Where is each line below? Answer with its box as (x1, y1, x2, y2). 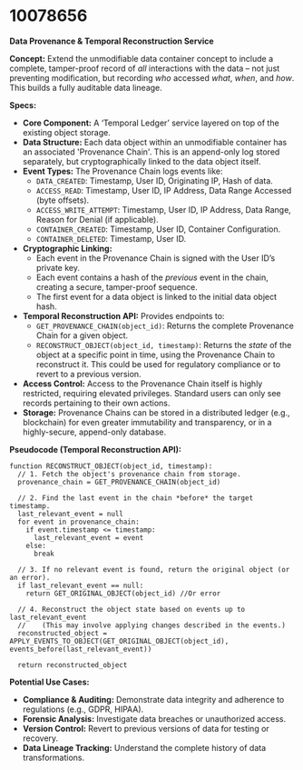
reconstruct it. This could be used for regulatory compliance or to (35, 358, 281, 369)
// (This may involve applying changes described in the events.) (17, 620, 286, 630)
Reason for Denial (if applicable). (35, 214, 159, 225)
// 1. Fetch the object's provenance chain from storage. (17, 469, 242, 478)
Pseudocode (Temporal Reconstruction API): (9, 444, 181, 455)
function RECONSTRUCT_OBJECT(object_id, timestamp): (9, 461, 213, 471)
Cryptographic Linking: (22, 243, 112, 254)
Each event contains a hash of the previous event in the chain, (35, 272, 269, 283)
